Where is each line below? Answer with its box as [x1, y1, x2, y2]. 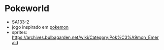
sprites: [11, 29, 28, 35]
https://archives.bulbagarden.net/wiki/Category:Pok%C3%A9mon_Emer [11, 34, 159, 40]
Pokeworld [4, 3, 50, 14]
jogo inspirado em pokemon [11, 24, 69, 30]
